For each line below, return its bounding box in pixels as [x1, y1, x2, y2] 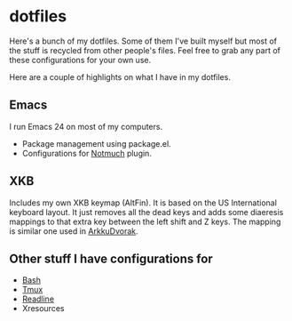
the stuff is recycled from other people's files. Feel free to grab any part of [9, 44, 281, 55]
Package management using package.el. [21, 138, 171, 148]
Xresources [21, 303, 65, 314]
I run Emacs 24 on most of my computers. [9, 121, 162, 132]
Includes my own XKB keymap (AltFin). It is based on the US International [9, 197, 278, 208]
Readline [21, 293, 55, 304]
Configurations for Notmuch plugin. [21, 148, 153, 158]
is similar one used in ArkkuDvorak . [9, 225, 139, 237]
